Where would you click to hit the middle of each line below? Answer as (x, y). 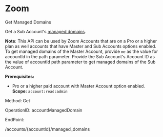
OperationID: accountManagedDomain (44, 110)
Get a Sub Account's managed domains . (46, 31)
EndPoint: (15, 119)
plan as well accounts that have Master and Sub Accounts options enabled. (81, 46)
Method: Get (18, 100)
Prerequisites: (20, 76)
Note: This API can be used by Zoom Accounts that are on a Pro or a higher (81, 41)
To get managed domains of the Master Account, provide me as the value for (81, 51)
